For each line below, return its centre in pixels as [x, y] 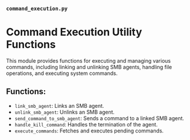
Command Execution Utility [74, 32]
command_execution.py [37, 8]
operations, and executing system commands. [62, 73]
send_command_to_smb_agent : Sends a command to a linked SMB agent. [99, 118]
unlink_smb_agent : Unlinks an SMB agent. [65, 112]
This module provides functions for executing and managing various [89, 60]
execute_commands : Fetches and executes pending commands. [89, 131]
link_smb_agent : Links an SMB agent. [59, 105]
